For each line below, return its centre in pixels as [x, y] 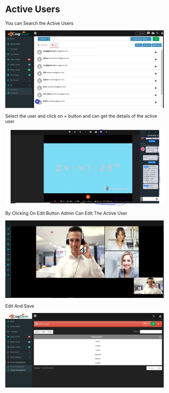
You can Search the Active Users [39, 23]
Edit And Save [20, 306]
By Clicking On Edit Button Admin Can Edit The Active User [66, 213]
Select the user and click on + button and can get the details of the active [81, 116]
